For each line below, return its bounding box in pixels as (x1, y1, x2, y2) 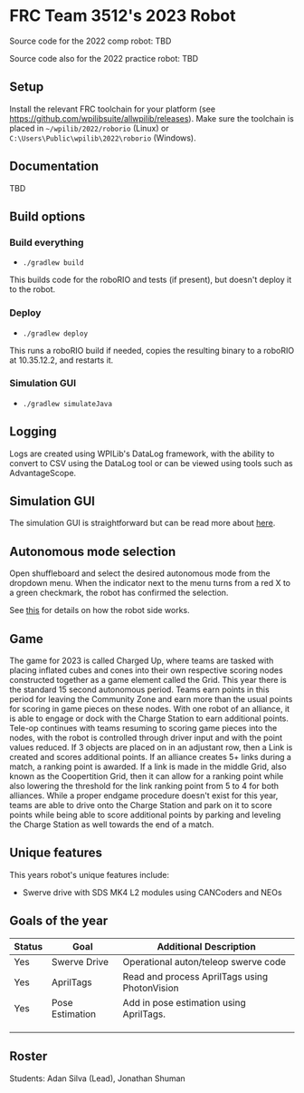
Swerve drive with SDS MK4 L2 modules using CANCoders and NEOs (22, 886, 282, 898)
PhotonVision (122, 981, 179, 994)
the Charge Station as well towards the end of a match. (9, 819, 214, 830)
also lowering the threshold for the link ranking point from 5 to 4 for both (9, 781, 279, 792)
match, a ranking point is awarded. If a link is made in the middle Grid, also (9, 761, 287, 772)
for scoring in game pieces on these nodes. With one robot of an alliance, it (9, 704, 290, 715)
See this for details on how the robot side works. (9, 605, 190, 616)
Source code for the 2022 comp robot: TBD (9, 35, 172, 46)
